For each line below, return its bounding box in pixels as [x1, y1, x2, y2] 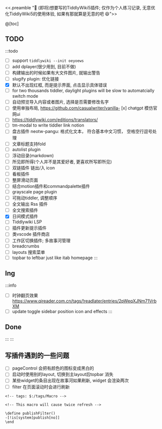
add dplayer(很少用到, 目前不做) [12, 63, 77, 69]
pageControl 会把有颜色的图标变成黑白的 [12, 365, 94, 371]
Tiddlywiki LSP [12, 219, 42, 225]
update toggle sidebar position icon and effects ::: [12, 308, 112, 314]
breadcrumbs [12, 243, 40, 249]
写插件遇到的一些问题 [5, 351, 69, 360]
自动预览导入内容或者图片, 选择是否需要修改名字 [12, 99, 109, 105]
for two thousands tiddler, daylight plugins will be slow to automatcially [12, 88, 155, 94]
